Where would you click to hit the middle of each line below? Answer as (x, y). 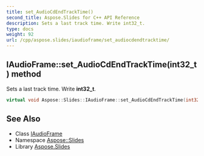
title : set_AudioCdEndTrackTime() (50, 12)
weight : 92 (20, 35)
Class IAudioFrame (39, 134)
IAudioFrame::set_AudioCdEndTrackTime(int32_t (102, 65)
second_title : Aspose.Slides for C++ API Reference (73, 18)
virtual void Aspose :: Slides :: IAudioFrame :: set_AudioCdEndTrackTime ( (96, 100)
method (26, 74)
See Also (23, 119)
